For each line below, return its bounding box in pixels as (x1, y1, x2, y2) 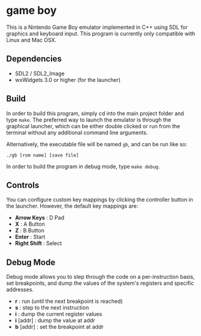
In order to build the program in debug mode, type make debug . (6, 163, 160, 170)
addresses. (6, 286, 34, 293)
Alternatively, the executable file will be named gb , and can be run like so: (6, 140, 188, 148)
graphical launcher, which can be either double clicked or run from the (6, 122, 181, 129)
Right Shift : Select (14, 240, 62, 247)
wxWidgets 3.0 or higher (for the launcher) (14, 76, 121, 83)
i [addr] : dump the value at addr (14, 317, 95, 324)
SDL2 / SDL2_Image (14, 70, 65, 77)
